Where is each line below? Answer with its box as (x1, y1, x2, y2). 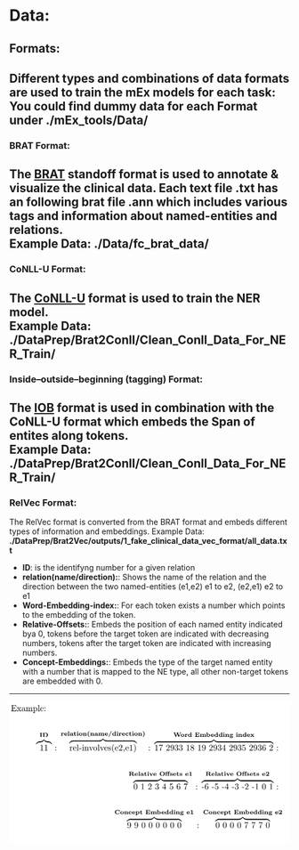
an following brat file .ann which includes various (9, 195, 287, 210)
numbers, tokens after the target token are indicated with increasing (21, 638, 271, 649)
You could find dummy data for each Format (9, 99, 258, 114)
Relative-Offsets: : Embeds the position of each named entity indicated (21, 619, 283, 630)
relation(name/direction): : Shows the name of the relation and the (21, 571, 267, 583)
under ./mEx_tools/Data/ (9, 112, 149, 127)
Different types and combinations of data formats (9, 70, 290, 85)
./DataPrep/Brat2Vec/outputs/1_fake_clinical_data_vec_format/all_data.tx (9, 536, 287, 546)
